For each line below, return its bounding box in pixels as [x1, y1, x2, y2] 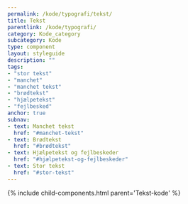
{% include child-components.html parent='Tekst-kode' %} [7, 188, 181, 197]
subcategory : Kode [7, 37, 62, 44]
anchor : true [7, 109, 46, 117]
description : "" [7, 57, 55, 64]
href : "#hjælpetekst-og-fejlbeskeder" [13, 156, 129, 163]
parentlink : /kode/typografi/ [7, 23, 97, 31]
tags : [7, 63, 23, 70]
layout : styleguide [7, 50, 65, 58]
